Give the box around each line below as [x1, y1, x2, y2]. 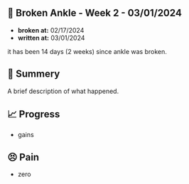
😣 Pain [7, 151, 40, 163]
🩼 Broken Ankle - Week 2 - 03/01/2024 [7, 7, 183, 19]
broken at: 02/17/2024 [17, 26, 85, 34]
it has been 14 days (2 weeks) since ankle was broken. [7, 47, 167, 55]
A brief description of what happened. [7, 87, 119, 95]
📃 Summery [7, 68, 60, 80]
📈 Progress [7, 108, 60, 121]
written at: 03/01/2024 [17, 33, 85, 42]
